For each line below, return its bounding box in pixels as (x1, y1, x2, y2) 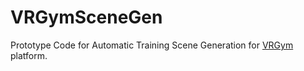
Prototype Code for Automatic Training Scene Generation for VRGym (10, 39, 294, 51)
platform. (10, 49, 48, 61)
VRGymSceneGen (10, 6, 163, 29)
